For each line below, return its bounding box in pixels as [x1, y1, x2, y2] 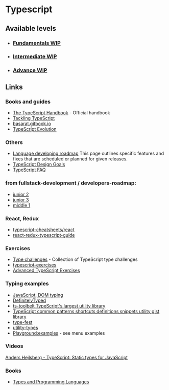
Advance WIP [12, 67, 47, 74]
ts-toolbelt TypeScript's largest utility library [12, 302, 106, 309]
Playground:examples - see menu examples [12, 330, 105, 336]
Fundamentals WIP [12, 39, 61, 47]
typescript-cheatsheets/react [12, 227, 75, 233]
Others [5, 138, 23, 146]
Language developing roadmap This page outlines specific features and [12, 150, 164, 157]
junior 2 [12, 191, 29, 197]
